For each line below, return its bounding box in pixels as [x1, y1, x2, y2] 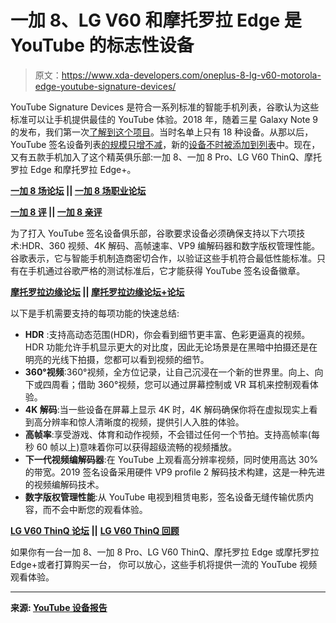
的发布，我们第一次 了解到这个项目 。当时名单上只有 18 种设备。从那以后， [10, 126, 314, 138]
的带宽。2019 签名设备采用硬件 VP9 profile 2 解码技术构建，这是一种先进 [24, 466, 326, 478]
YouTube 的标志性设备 [10, 34, 195, 57]
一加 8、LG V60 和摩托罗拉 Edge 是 [10, 9, 302, 32]
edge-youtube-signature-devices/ [34, 80, 177, 92]
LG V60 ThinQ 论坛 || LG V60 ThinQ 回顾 [10, 524, 180, 536]
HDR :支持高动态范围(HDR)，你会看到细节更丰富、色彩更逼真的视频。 [24, 328, 311, 340]
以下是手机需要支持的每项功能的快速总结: [10, 307, 180, 319]
